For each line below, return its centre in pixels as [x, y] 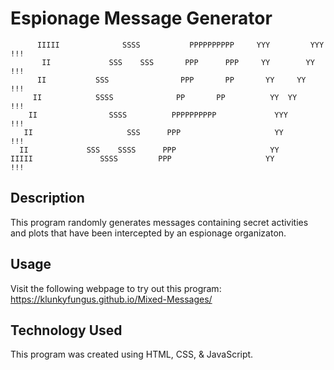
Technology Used [66, 330]
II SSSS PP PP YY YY [165, 97]
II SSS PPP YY [153, 132]
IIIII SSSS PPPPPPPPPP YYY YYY [180, 45]
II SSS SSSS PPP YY [149, 150]
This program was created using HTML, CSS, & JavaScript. [132, 354]
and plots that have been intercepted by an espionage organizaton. [148, 233]
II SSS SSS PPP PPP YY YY [178, 62]
